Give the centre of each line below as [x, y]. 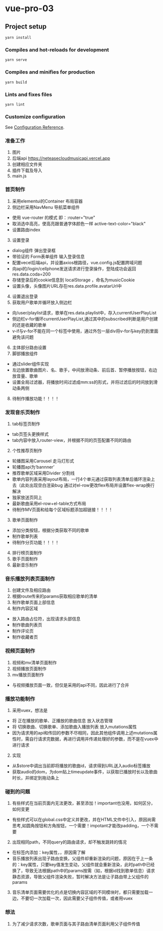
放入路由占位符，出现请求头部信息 [46, 619]
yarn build [16, 82]
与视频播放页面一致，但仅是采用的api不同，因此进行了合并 [71, 685]
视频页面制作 [20, 651]
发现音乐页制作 [23, 412]
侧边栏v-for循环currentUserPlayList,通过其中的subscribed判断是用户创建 [85, 319]
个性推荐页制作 [27, 451]
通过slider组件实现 [30, 364]
